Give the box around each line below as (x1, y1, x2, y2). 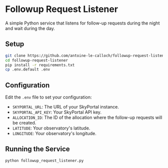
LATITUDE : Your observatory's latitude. (12, 125, 90, 131)
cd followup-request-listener (5, 57, 68, 63)
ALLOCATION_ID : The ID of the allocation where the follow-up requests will (12, 114, 162, 120)
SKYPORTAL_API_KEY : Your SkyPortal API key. (12, 109, 101, 115)
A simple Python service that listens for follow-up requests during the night (5, 20, 160, 26)
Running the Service (5, 145, 70, 153)
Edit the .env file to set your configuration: (5, 94, 92, 100)
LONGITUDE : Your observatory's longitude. (12, 130, 96, 136)
